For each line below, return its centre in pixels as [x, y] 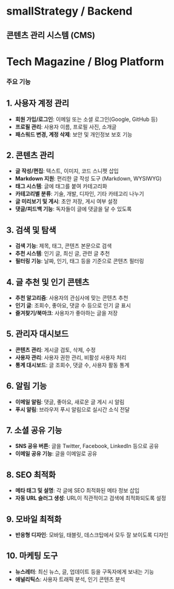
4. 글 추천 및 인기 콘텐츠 [48, 282]
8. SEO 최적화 [31, 474]
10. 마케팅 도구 [32, 556]
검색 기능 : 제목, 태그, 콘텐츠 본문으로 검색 [63, 246]
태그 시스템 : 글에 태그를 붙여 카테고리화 [61, 186]
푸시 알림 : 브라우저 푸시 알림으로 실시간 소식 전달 [72, 409]
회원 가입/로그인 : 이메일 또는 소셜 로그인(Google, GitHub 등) [86, 119]
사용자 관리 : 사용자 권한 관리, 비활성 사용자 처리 [71, 357]
